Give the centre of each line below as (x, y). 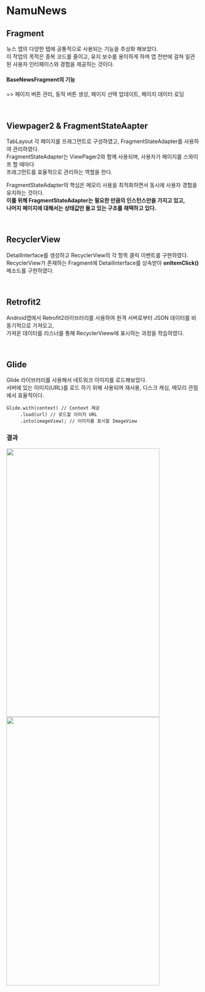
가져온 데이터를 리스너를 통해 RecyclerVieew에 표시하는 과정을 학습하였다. (95, 333)
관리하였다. (26, 149)
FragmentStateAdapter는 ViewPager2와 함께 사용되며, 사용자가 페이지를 (94, 157)
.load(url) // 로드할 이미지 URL (59, 415)
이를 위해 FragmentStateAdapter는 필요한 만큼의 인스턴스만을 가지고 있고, (96, 201)
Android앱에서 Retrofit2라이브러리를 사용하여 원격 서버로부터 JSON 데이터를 (98, 317)
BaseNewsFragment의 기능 (41, 79)
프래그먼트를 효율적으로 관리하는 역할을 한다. (60, 172)
